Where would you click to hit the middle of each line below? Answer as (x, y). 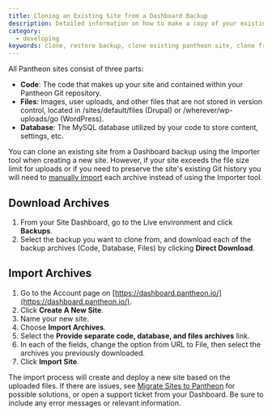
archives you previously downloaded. (83, 353)
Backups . (36, 230)
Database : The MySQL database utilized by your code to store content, (139, 128)
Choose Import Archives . (63, 327)
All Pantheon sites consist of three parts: (76, 69)
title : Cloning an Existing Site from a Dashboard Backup (108, 16)
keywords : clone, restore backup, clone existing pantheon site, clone (132, 46)
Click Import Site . (49, 361)
